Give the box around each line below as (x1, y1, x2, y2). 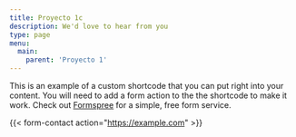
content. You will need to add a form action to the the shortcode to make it (9, 90, 288, 101)
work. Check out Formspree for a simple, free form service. (9, 100, 232, 110)
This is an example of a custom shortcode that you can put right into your (9, 81, 284, 91)
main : (17, 47, 39, 56)
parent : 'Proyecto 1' (25, 55, 107, 64)
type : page (9, 30, 51, 39)
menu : (9, 38, 30, 48)
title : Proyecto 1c (9, 13, 84, 23)
